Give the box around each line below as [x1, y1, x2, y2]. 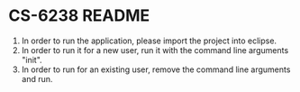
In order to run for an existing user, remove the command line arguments [21, 64, 291, 75]
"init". [21, 54, 42, 65]
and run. [21, 73, 53, 84]
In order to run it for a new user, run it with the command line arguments [21, 44, 289, 55]
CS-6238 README [8, 5, 150, 26]
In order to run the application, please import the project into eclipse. [21, 35, 277, 46]
